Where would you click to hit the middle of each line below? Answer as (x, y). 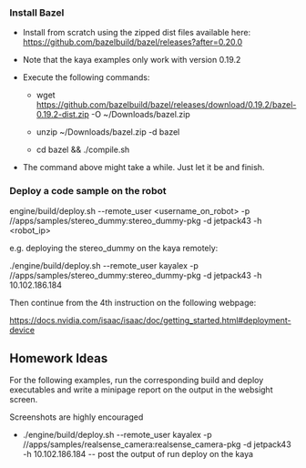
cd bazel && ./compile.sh (83, 150)
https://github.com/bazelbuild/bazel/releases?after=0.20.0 (133, 42)
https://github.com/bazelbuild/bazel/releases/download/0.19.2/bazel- (166, 105)
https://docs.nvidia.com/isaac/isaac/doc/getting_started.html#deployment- (150, 320)
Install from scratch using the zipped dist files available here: (137, 33)
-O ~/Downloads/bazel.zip (141, 115)
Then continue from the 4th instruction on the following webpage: (133, 302)
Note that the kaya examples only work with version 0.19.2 (132, 60)
